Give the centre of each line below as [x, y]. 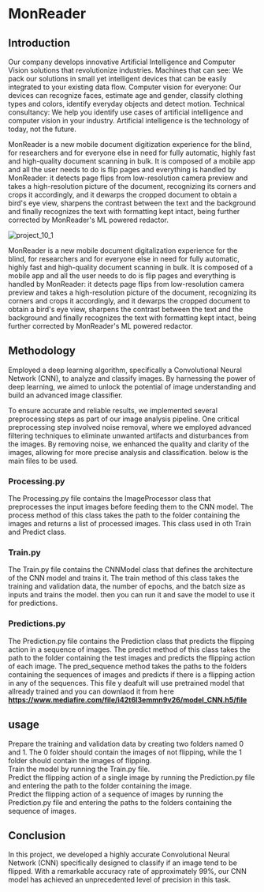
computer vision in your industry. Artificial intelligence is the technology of [129, 120]
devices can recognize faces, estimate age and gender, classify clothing [126, 95]
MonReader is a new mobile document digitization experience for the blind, [130, 144]
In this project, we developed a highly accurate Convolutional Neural [119, 855]
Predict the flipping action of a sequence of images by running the [116, 794]
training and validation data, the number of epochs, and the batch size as [127, 586]
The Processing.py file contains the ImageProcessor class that [110, 499]
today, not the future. [42, 129]
